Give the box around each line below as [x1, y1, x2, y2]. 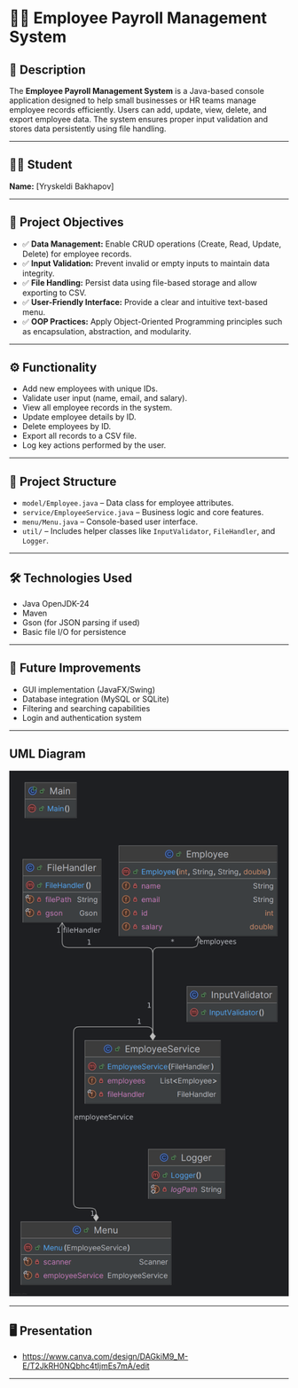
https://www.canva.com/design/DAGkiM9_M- [21, 1352, 189, 1362]
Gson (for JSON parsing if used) [21, 617, 140, 628]
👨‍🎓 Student [9, 157, 73, 172]
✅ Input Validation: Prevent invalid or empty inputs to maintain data [21, 257, 271, 269]
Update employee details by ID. [21, 412, 137, 422]
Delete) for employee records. [21, 248, 132, 259]
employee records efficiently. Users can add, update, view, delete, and [9, 105, 268, 114]
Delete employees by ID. [21, 421, 112, 432]
